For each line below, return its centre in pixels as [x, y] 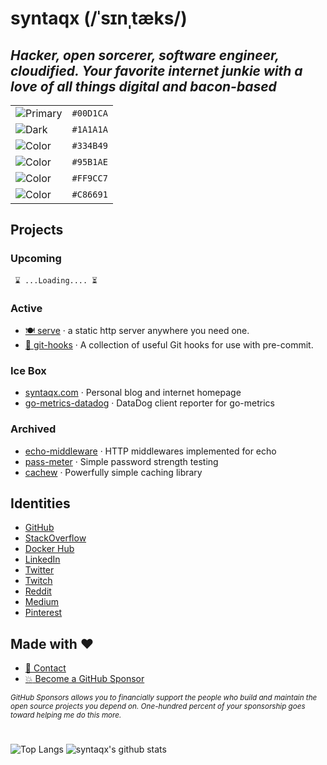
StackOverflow [55, 538]
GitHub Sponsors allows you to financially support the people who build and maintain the [164, 698]
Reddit [38, 591]
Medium [42, 602]
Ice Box [28, 370]
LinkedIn [42, 559]
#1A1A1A [89, 129]
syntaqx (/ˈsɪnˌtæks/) [99, 18]
